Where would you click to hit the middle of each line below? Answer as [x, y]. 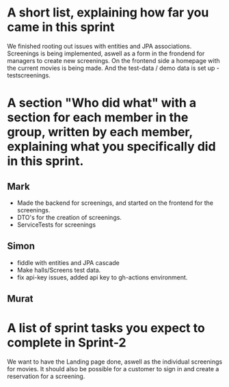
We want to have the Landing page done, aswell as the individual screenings [115, 362]
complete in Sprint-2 [67, 343]
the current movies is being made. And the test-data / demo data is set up [111, 68]
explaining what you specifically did [112, 147]
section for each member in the [98, 117]
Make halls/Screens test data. [59, 270]
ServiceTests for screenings [56, 225]
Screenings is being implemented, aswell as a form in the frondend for [106, 53]
